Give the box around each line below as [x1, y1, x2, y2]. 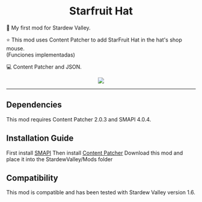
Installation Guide [6, 133, 74, 144]
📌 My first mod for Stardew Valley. [6, 24, 91, 31]
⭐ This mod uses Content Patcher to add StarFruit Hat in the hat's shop [6, 36, 182, 43]
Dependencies [6, 100, 62, 110]
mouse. [6, 44, 25, 52]
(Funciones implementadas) [6, 51, 75, 58]
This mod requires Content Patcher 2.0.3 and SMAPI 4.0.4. [6, 115, 151, 123]
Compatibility [6, 173, 58, 183]
